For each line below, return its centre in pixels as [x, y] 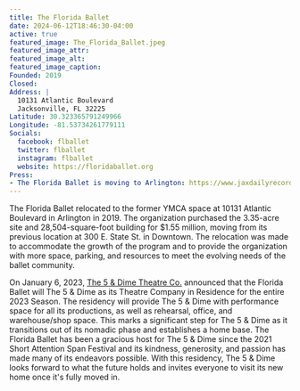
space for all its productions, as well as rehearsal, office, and [121, 311]
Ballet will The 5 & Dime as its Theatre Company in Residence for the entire [147, 292]
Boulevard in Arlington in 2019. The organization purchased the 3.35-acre [144, 218]
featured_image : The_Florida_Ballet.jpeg [87, 42]
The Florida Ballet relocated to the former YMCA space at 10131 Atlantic [141, 208]
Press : [21, 175]
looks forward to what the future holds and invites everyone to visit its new [146, 368]
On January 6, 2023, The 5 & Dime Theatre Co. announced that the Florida [146, 282]
